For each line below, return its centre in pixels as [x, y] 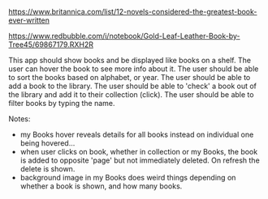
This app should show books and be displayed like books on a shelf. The [130, 60]
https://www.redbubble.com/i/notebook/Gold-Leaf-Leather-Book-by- [125, 36]
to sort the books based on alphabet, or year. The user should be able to [130, 77]
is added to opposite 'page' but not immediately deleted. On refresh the [140, 160]
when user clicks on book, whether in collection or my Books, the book [139, 152]
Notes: [19, 119]
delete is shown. [48, 169]
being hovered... [48, 143]
